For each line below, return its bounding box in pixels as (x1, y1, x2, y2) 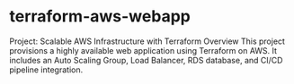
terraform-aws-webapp (9, 6, 191, 27)
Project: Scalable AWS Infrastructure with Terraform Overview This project (9, 36, 286, 46)
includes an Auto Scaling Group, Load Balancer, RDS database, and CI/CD (9, 55, 283, 65)
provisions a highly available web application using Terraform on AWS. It (9, 45, 277, 55)
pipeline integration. (9, 64, 84, 75)
